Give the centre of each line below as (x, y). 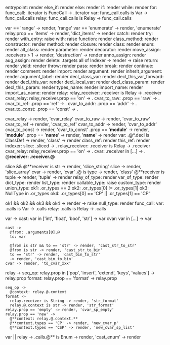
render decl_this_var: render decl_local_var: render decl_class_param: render (85, 82)
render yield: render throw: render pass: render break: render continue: (79, 66)
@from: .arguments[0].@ (35, 232)
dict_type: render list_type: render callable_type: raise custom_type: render (83, 183)
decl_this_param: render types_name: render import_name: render (74, 87)
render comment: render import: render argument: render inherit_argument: (84, 71)
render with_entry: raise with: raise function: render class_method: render (82, 39)
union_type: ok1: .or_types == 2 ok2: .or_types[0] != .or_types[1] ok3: (77, 188)
